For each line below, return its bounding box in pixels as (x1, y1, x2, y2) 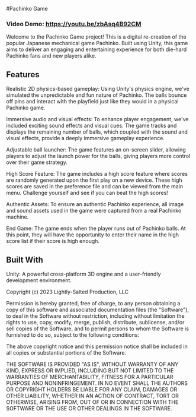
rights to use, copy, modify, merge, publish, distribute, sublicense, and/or (6, 318, 185, 326)
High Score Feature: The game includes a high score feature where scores (6, 170, 188, 178)
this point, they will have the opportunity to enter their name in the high (6, 231, 179, 238)
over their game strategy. (6, 159, 68, 166)
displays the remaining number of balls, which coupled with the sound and (6, 128, 188, 135)
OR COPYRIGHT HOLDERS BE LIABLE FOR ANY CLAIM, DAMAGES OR (6, 386, 178, 393)
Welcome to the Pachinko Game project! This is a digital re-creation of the (6, 33, 187, 40)
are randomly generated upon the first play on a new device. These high (6, 176, 182, 184)
